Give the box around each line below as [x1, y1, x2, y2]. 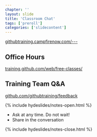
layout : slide [5, 12, 34, 17]
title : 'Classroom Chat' [5, 16, 56, 21]
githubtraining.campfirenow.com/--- [5, 39, 78, 44]
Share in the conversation [12, 117, 64, 122]
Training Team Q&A [5, 80, 65, 88]
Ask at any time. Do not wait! [12, 112, 70, 117]
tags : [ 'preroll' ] [5, 20, 42, 26]
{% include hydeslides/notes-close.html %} [5, 126, 93, 132]
